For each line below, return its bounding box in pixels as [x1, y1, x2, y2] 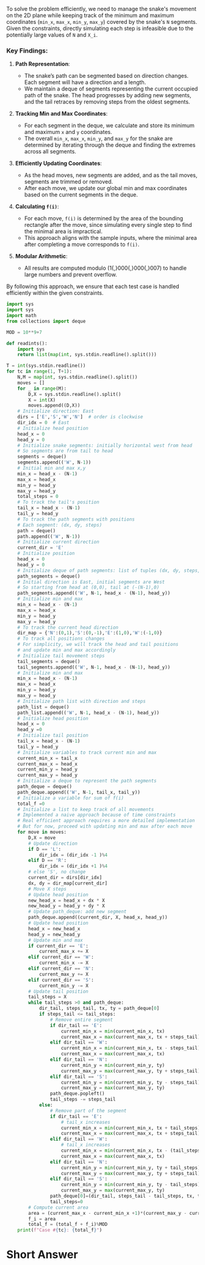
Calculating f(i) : [15, 203, 59, 210]
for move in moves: [17, 829, 67, 836]
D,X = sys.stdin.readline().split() [28, 391, 121, 397]
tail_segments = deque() [17, 658, 81, 664]
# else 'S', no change [28, 869, 86, 875]
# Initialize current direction [17, 539, 99, 545]
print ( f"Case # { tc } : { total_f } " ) [17, 1227, 103, 1233]
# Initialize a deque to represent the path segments [17, 778, 157, 784]
